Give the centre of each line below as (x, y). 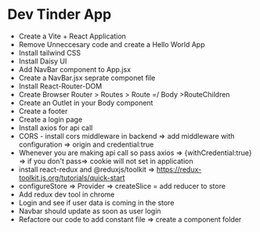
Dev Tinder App (60, 14)
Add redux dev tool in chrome (67, 194)
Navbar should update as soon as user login (90, 211)
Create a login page (51, 119)
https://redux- (179, 169)
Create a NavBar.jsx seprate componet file (87, 78)
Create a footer (43, 111)
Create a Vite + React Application (72, 36)
